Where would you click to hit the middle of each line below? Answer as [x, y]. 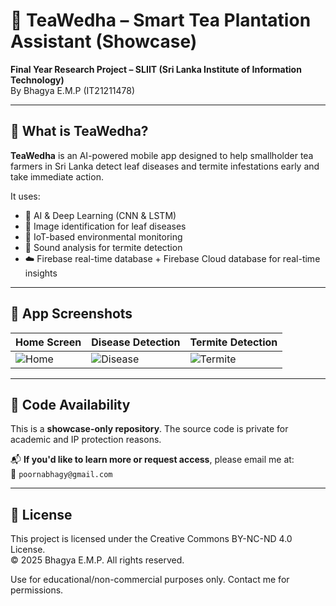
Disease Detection [136, 342]
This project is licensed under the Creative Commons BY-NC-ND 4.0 [151, 539]
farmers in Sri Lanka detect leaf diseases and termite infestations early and [165, 166]
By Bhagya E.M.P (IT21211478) [73, 90]
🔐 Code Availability [70, 404]
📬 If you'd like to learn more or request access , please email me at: [152, 460]
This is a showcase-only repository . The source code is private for [149, 429]
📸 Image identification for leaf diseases [105, 226]
